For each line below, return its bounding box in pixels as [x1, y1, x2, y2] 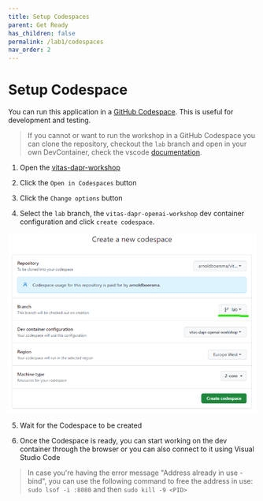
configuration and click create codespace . [19, 217, 155, 226]
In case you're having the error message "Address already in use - [27, 468, 243, 477]
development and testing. [8, 115, 91, 125]
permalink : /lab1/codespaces [8, 38, 104, 46]
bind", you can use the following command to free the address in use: [27, 477, 254, 486]
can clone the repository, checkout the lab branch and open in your [27, 139, 247, 149]
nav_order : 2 [8, 46, 51, 54]
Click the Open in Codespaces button [19, 178, 137, 188]
